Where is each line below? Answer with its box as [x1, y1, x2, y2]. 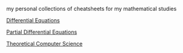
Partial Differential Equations [6, 28, 78, 36]
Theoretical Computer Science [6, 40, 83, 47]
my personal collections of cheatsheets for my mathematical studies [6, 5, 177, 12]
